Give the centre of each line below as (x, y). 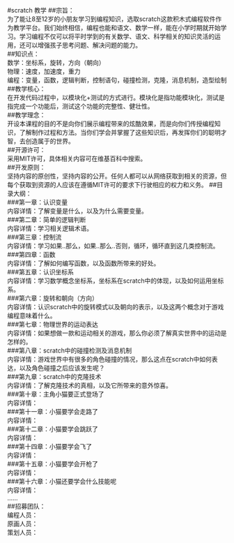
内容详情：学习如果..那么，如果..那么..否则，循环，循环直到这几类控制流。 (113, 246)
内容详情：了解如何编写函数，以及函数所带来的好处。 (84, 263)
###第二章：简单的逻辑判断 (47, 220)
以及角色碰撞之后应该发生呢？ (62, 368)
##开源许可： (26, 150)
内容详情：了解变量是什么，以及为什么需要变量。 (77, 211)
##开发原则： (26, 167)
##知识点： (23, 54)
